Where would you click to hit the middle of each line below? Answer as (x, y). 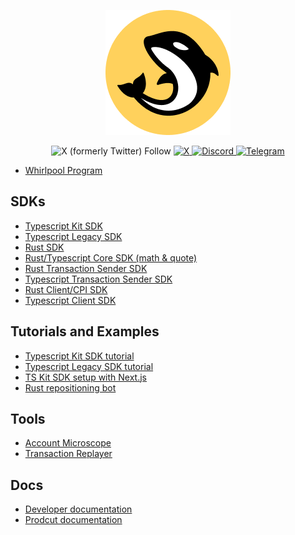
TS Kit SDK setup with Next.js (85, 377)
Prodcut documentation (73, 520)
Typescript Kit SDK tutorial (79, 356)
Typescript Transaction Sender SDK (98, 279)
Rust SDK (44, 247)
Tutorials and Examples (85, 331)
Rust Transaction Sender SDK (86, 268)
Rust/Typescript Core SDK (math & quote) (111, 257)
